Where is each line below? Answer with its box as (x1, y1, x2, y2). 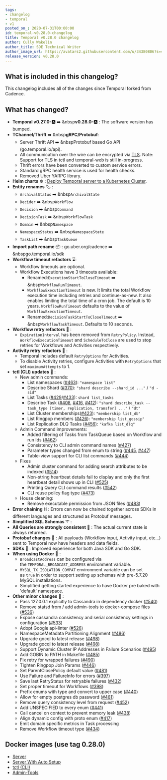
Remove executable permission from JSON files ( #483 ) (27, 500, 141, 506)
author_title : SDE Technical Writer (5, 44, 81, 49)
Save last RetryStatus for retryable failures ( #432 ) (19, 678, 122, 684)
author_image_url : (5, 49, 43, 54)
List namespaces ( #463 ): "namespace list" (27, 380, 116, 385)
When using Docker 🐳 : (12, 551, 61, 557)
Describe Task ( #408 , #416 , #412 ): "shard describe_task (27, 400, 144, 405)
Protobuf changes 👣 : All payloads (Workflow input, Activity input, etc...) (12, 535, 161, 541)
